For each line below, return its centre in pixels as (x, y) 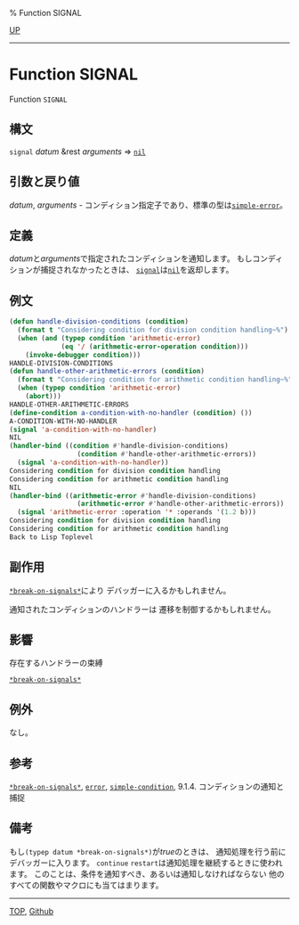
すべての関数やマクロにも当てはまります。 (86, 885)
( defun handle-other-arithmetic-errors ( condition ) (107, 372)
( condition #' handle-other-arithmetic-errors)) (166, 454)
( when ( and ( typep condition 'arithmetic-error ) (109, 338)
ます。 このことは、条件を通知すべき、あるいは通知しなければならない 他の (147, 873)
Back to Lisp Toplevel (51, 537)
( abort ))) (44, 397)
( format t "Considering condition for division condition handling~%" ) (153, 330)
